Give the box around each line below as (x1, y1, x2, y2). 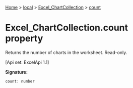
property (5, 33, 43, 45)
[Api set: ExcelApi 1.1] (5, 59, 49, 65)
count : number (5, 78, 35, 84)
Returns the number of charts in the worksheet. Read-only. (5, 49, 127, 55)
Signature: (5, 69, 28, 75)
